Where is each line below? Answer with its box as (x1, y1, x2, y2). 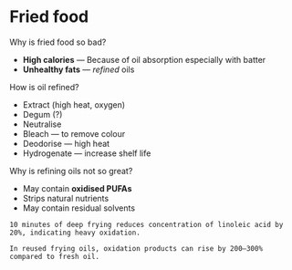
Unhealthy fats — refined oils (22, 64, 135, 75)
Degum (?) (22, 109, 63, 119)
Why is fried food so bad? (9, 36, 107, 47)
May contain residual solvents (22, 202, 135, 213)
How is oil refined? (9, 81, 79, 92)
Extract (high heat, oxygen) (22, 99, 126, 110)
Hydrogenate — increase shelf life (22, 148, 151, 159)
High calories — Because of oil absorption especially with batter (22, 54, 266, 65)
